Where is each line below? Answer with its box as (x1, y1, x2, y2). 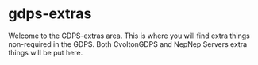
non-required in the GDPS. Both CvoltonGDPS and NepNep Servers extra (8, 39, 248, 48)
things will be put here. (8, 48, 83, 57)
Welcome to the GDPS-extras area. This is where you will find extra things (8, 31, 250, 40)
